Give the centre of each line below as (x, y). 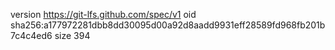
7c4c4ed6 (31, 35)
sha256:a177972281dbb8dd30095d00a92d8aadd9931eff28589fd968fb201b (168, 25)
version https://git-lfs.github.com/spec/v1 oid (103, 14)
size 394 (72, 35)
